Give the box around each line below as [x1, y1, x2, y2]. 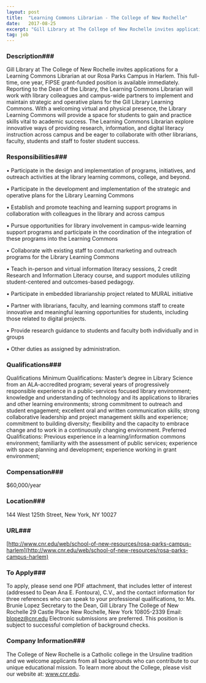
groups [6, 333, 25, 341]
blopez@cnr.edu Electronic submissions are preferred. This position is [6, 615, 184, 622]
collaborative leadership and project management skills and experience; [6, 413, 188, 421]
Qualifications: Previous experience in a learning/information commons [6, 433, 186, 440]
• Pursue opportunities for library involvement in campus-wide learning [6, 222, 187, 229]
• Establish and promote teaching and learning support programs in [6, 203, 177, 211]
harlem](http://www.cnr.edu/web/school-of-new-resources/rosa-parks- [6, 546, 189, 554]
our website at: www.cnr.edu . [6, 670, 81, 677]
